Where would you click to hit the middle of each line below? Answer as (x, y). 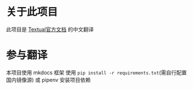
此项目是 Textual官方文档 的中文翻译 (50, 29)
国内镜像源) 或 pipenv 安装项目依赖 (49, 80)
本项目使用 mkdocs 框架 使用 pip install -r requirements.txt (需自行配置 (96, 72)
